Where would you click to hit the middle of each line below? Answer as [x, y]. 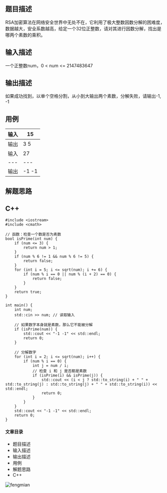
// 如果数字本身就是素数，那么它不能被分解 [54, 325]
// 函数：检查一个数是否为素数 [33, 234]
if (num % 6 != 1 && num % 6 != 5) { [54, 257]
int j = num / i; [51, 366]
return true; [28, 292]
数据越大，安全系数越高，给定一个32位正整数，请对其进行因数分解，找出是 [83, 28]
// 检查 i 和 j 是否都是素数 [59, 371]
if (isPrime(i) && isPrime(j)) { [67, 376]
